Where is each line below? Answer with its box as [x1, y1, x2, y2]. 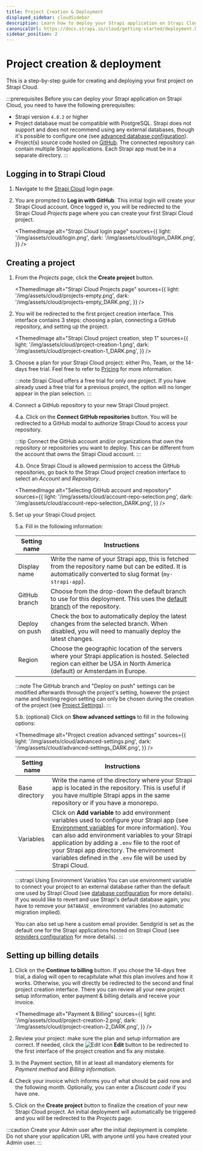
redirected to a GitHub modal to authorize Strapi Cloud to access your [14, 419, 188, 426]
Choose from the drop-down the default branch [50, 587, 186, 595]
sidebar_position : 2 [6, 31, 58, 37]
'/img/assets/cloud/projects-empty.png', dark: [14, 292, 129, 299]
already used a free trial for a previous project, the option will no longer [14, 383, 191, 390]
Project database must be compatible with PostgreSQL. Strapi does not [14, 120, 192, 127]
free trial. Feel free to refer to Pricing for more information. [28, 365, 173, 372]
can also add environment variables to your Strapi [52, 831, 192, 839]
